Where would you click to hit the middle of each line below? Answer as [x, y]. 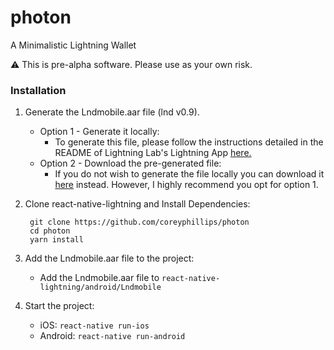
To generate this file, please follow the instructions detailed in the [189, 142]
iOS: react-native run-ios [94, 325]
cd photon [50, 231]
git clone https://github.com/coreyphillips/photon [139, 222]
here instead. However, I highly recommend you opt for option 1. [186, 185]
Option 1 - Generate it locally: [99, 132]
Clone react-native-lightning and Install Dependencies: [137, 204]
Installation [38, 90]
